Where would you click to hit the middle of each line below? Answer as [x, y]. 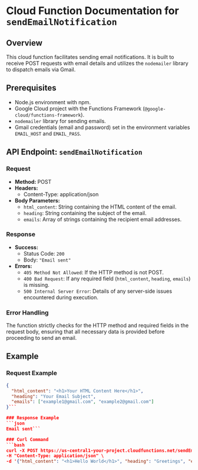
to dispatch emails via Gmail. [41, 69]
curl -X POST [22, 451]
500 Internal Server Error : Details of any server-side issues [98, 291]
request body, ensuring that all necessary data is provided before [85, 332]
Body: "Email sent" [47, 260]
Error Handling [27, 312]
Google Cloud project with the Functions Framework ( [80, 108]
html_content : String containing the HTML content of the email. [100, 207]
